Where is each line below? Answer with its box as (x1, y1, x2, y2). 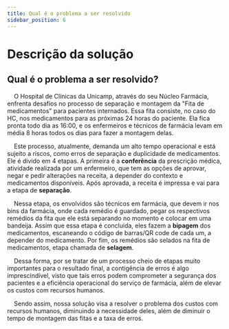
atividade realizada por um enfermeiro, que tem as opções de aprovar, (7, 163, 207, 172)
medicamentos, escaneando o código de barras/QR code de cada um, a (7, 228, 212, 237)
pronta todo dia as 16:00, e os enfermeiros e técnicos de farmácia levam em (7, 121, 223, 130)
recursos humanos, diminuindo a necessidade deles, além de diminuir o (7, 306, 211, 315)
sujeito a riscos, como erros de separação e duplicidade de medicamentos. (7, 149, 221, 157)
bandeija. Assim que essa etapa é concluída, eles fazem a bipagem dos (7, 221, 211, 230)
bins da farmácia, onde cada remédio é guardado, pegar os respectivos (7, 206, 210, 215)
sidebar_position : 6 (7, 17, 67, 23)
